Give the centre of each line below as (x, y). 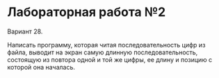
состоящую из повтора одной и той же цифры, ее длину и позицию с (110, 59)
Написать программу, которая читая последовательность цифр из (106, 45)
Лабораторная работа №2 (87, 12)
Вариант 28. (25, 31)
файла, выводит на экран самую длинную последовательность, (103, 52)
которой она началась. (41, 67)
